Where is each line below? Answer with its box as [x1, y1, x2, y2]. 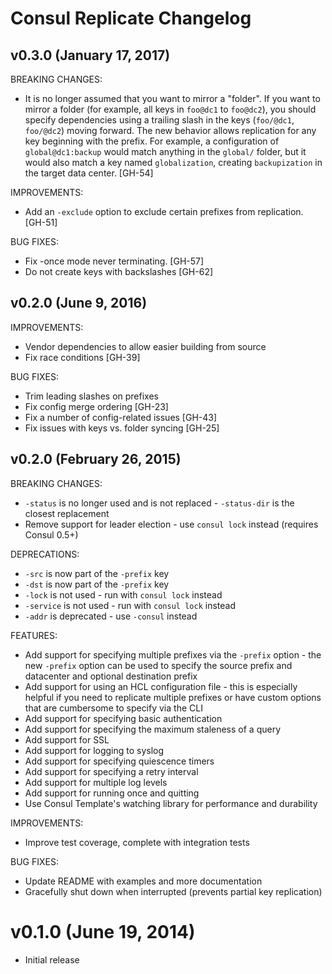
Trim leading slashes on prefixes [24, 390, 159, 402]
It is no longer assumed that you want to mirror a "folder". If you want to [24, 93, 321, 104]
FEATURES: [10, 629, 58, 641]
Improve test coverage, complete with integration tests [24, 836, 250, 848]
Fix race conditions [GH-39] [24, 351, 141, 363]
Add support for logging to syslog [24, 744, 165, 756]
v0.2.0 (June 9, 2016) [10, 295, 148, 312]
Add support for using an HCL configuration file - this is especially [24, 680, 298, 692]
